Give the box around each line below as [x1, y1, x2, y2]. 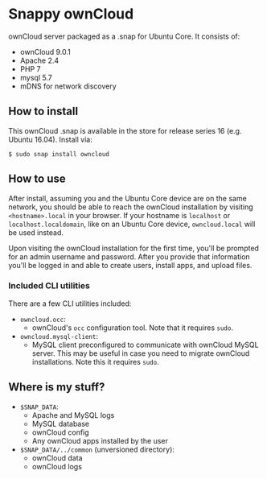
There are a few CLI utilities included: [8, 299, 132, 308]
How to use [8, 172, 66, 186]
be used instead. [8, 227, 64, 237]
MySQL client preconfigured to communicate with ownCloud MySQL [31, 340, 259, 349]
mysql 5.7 [19, 72, 52, 82]
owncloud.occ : [19, 314, 66, 324]
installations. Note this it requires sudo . [31, 357, 159, 366]
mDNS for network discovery [19, 81, 117, 91]
